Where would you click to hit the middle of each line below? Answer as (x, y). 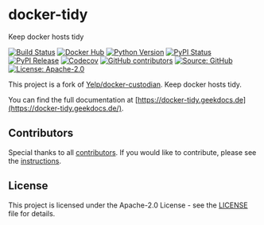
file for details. (32, 213)
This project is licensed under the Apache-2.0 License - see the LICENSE (128, 205)
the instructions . (35, 161)
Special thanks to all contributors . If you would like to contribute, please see (132, 152)
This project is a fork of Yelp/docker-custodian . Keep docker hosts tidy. (125, 84)
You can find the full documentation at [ (73, 99)
